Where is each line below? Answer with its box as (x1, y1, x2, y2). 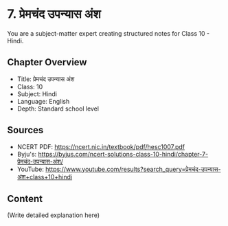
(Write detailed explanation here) (7, 211, 100, 219)
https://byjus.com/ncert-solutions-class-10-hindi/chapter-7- (38, 150, 209, 158)
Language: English (16, 97, 70, 105)
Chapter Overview (7, 56, 87, 68)
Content (7, 192, 43, 205)
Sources (7, 124, 44, 136)
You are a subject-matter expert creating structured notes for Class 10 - (7, 29, 210, 37)
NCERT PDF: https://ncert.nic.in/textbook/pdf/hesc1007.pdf (16, 142, 185, 150)
